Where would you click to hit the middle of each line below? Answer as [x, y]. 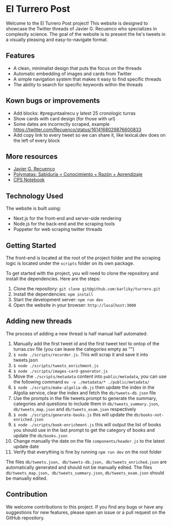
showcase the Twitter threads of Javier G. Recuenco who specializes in [81, 28]
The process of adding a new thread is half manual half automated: [77, 333]
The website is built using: [33, 208]
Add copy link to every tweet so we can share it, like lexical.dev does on [89, 135]
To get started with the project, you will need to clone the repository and [82, 273]
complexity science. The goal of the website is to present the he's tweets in [86, 34]
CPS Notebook [29, 180]
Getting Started [31, 246]
